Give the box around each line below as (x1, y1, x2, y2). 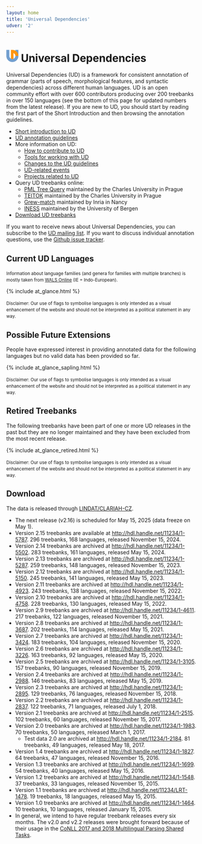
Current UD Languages (6, 253, 95, 264)
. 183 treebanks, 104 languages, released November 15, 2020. (28, 638, 182, 646)
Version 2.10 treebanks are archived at (14, 593, 110, 601)
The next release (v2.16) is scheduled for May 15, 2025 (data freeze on (14, 516, 191, 524)
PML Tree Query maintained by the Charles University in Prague (24, 186, 183, 193)
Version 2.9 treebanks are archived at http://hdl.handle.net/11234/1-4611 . (14, 606, 196, 614)
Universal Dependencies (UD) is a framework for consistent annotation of (6, 71, 189, 79)
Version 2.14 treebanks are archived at (14, 542, 110, 550)
